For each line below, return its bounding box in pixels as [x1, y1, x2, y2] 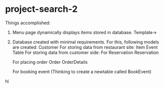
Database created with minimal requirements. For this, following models [12, 39, 160, 45]
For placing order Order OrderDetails [12, 59, 88, 65]
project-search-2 [5, 3, 78, 15]
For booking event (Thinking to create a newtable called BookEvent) [12, 68, 152, 75]
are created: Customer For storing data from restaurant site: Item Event [12, 44, 158, 50]
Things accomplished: [5, 20, 51, 26]
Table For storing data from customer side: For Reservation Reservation [12, 49, 159, 55]
